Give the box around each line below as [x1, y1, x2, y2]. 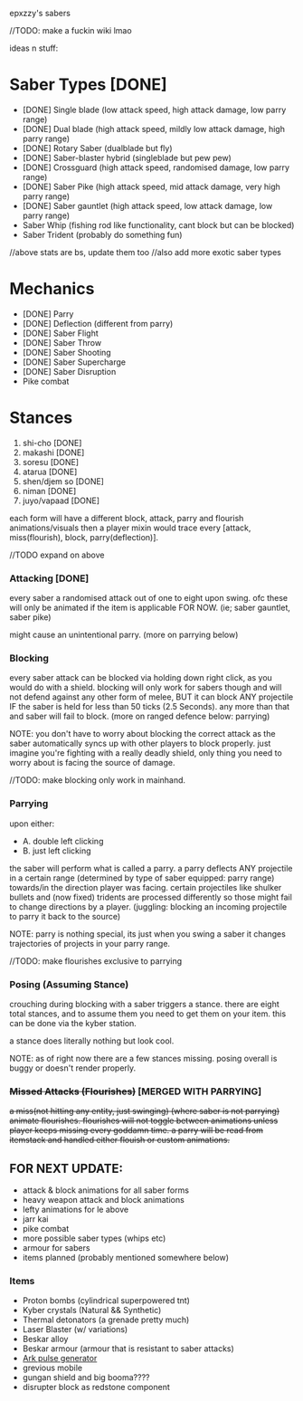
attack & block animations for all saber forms [22, 1185, 190, 1196]
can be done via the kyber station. [9, 1018, 137, 1028]
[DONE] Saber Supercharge [22, 357, 127, 367]
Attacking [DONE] [9, 572, 90, 585]
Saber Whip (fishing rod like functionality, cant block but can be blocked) [22, 219, 295, 230]
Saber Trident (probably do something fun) [22, 229, 183, 240]
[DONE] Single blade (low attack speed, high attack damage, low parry [22, 104, 287, 115]
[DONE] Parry [22, 308, 74, 319]
